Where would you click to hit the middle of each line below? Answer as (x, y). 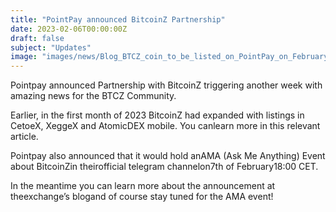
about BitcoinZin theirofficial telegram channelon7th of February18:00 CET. (164, 167)
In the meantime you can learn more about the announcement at (143, 186)
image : (24, 57)
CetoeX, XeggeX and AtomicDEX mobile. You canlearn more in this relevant (165, 126)
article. (24, 137)
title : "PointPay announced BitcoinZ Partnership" (118, 19)
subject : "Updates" (51, 47)
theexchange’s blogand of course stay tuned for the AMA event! (142, 197)
